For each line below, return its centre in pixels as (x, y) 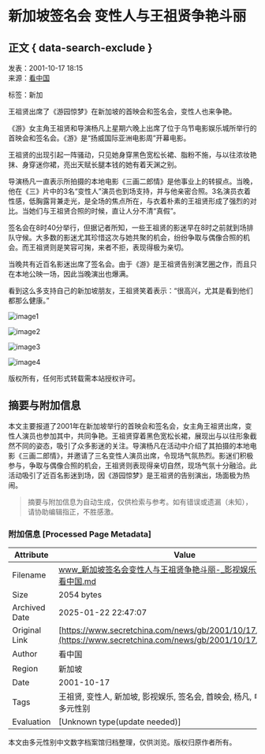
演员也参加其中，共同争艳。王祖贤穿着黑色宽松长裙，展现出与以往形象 (136, 436)
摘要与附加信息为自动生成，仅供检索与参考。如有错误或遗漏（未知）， (140, 502)
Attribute (32, 555)
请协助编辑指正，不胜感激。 (73, 511)
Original (27, 630)
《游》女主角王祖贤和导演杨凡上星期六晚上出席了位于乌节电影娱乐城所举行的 (132, 128)
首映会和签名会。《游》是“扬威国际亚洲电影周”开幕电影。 (99, 138)
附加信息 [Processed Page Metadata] (80, 534)
